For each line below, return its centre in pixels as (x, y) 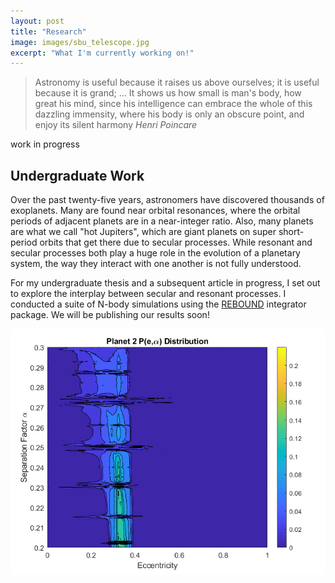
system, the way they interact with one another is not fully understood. (156, 264)
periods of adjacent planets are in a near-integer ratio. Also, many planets (162, 221)
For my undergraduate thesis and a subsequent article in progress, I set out (165, 283)
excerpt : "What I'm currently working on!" (102, 53)
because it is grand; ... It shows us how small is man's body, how (168, 93)
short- (291, 232)
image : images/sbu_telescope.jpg (80, 42)
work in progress (45, 144)
